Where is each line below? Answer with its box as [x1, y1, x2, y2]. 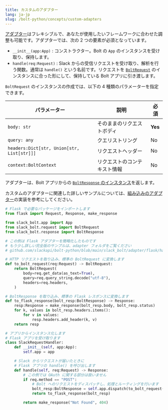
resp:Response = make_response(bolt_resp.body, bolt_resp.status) [14, 303, 155, 308]
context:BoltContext [7, 162, 56, 168]
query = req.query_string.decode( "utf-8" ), [23, 275, 111, 280]
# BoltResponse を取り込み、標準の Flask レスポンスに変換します [5, 294, 129, 299]
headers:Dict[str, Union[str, [7, 146, 80, 151]
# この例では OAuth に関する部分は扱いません [23, 372, 106, 377]
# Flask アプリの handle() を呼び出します [14, 363, 96, 368]
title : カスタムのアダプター [5, 7, 58, 13]
